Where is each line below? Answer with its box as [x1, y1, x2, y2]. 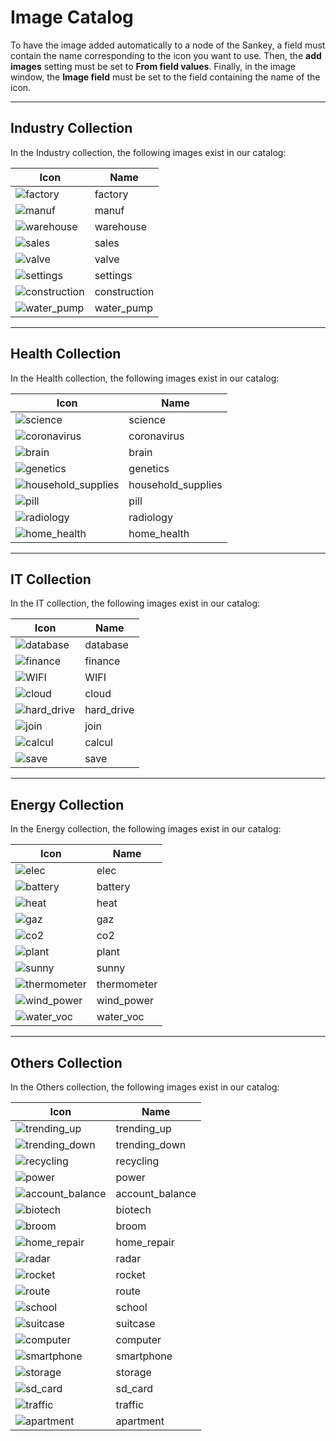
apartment [115, 1414, 165, 1428]
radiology [128, 510, 173, 524]
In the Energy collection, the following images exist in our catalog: [10, 823, 282, 835]
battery [96, 880, 131, 894]
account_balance [115, 1187, 197, 1200]
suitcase [115, 1317, 156, 1330]
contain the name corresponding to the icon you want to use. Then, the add [10, 49, 322, 61]
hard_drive [84, 703, 135, 717]
